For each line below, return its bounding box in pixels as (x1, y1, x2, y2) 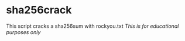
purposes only (6, 28, 41, 35)
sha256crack (6, 3, 72, 17)
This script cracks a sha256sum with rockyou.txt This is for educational (6, 23, 179, 29)
